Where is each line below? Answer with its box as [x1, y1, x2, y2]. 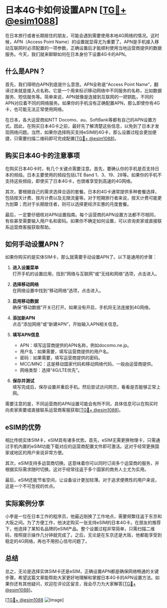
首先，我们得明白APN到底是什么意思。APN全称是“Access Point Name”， [5, 81, 155, 87]
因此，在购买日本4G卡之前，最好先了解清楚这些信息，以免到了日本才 [13, 123, 155, 129]
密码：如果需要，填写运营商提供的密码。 [19, 355, 103, 361]
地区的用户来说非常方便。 [13, 450, 66, 456]
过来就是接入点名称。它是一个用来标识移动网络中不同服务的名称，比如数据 [9, 88, 162, 94]
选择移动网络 [12, 282, 39, 288]
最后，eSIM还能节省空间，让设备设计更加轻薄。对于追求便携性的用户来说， [5, 477, 160, 483]
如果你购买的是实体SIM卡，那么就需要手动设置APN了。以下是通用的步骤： [5, 254, 158, 260]
